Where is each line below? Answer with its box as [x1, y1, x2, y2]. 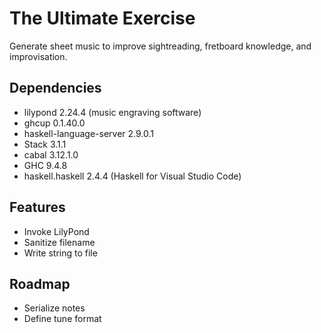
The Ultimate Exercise [9, 7, 196, 30]
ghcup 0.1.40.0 [23, 117, 86, 129]
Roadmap [9, 275, 71, 292]
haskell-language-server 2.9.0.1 [23, 127, 154, 139]
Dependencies [9, 80, 102, 97]
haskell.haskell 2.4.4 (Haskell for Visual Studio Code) [23, 170, 242, 182]
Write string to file [23, 247, 98, 259]
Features [9, 199, 66, 216]
